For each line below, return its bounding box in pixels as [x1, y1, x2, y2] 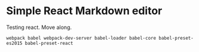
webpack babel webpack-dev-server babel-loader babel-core [6, 35, 157, 41]
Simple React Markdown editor [6, 4, 163, 18]
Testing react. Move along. [6, 24, 72, 31]
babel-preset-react [25, 40, 74, 46]
